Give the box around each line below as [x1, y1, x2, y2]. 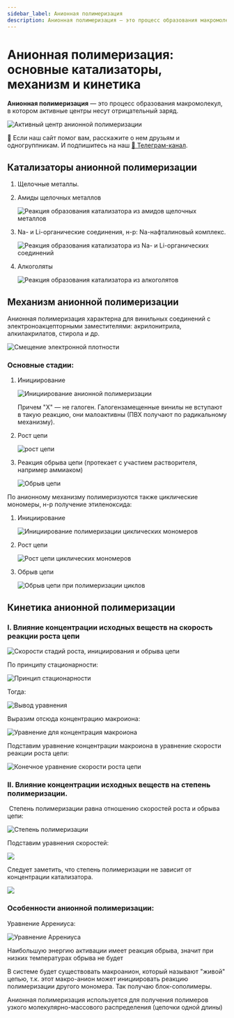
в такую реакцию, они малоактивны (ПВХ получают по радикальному [17, 411, 227, 419]
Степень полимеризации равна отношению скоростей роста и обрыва [8, 805, 220, 813]
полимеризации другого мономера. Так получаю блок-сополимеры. [7, 982, 212, 990]
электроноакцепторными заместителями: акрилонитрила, [7, 322, 182, 331]
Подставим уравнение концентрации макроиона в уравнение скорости [7, 742, 221, 750]
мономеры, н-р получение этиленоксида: [7, 500, 132, 509]
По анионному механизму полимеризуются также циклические [7, 493, 198, 501]
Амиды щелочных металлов [17, 193, 102, 202]
